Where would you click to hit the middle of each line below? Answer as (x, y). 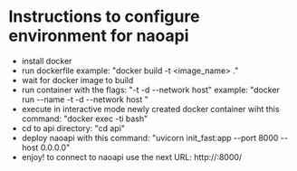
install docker (47, 61)
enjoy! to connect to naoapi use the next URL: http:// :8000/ (132, 157)
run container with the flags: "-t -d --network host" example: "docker (150, 90)
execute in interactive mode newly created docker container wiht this (150, 109)
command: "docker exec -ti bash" (85, 119)
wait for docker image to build (77, 80)
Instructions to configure (104, 17)
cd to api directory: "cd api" (73, 128)
